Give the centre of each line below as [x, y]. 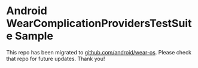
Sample [34, 36]
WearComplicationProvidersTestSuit [99, 23]
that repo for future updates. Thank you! [56, 59]
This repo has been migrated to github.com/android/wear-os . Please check [99, 52]
